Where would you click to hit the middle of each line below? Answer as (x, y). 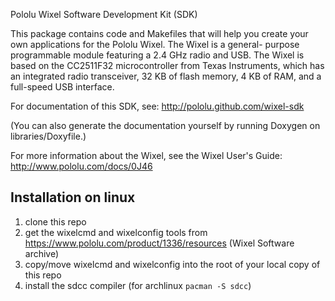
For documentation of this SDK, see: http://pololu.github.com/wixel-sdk (157, 106)
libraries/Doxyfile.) (48, 136)
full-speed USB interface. (62, 87)
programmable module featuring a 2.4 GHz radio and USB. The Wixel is (157, 55)
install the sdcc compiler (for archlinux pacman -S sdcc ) (138, 285)
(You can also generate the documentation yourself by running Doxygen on (165, 125)
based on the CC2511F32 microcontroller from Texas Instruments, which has (167, 65)
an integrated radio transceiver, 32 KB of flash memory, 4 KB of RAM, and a (166, 76)
